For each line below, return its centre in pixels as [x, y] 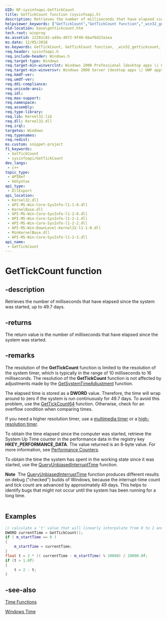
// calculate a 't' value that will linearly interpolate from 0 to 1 [80, 528]
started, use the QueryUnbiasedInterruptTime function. [61, 464]
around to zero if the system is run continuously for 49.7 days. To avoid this [83, 398]
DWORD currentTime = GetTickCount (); [44, 533]
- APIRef [16, 177]
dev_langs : [16, 163]
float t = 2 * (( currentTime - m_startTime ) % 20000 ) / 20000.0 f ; [77, 556]
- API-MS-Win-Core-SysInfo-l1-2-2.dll [47, 223]
